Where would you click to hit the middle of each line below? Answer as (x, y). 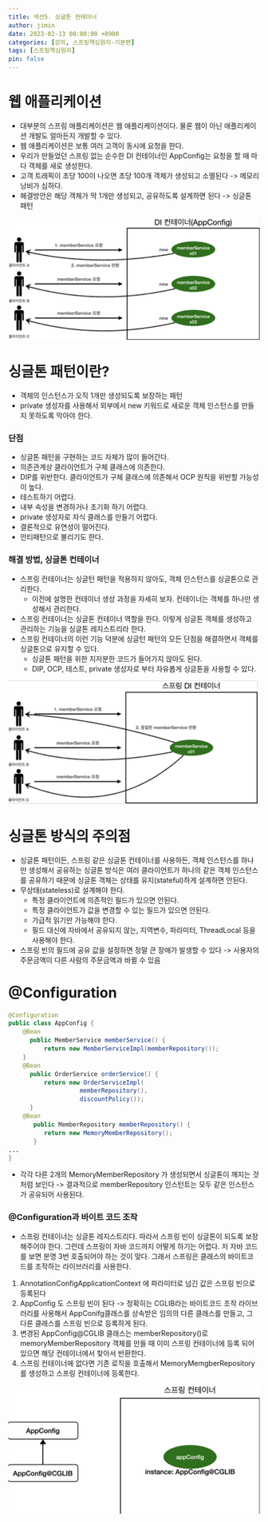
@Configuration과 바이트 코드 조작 (73, 1217)
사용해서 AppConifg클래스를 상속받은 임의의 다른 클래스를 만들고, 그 (147, 1313)
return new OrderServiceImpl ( (94, 1082)
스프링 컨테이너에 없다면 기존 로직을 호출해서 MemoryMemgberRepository (137, 1363)
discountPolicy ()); (112, 1099)
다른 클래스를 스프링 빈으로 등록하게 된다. (84, 1323)
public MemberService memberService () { (97, 1040)
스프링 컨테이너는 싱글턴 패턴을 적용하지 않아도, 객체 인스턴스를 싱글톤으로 (135, 579)
